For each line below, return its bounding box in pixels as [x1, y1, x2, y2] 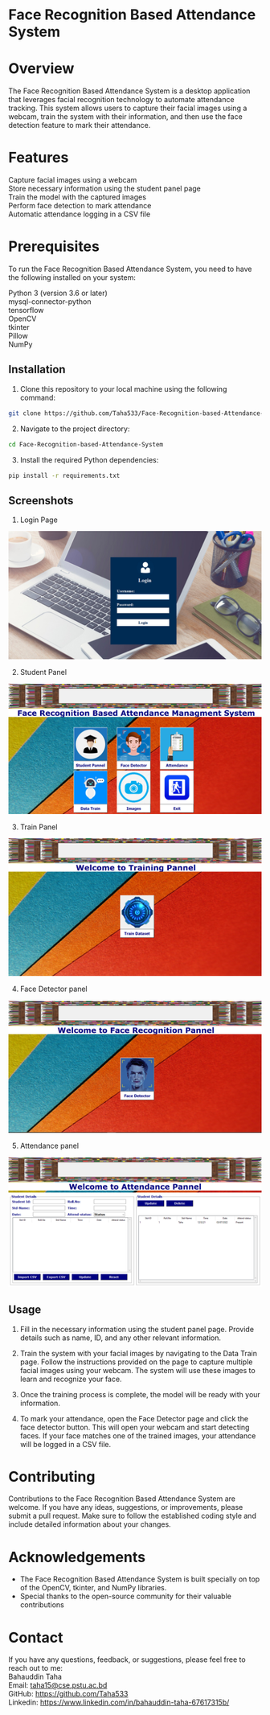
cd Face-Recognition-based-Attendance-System [8, 440, 163, 448]
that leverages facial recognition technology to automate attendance [8, 95, 235, 105]
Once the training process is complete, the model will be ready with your [19, 1389, 261, 1399]
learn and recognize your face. [19, 1374, 122, 1384]
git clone [8, 409, 42, 417]
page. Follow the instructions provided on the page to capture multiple [19, 1357, 253, 1367]
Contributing [8, 1467, 96, 1486]
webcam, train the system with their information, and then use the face [8, 112, 243, 121]
